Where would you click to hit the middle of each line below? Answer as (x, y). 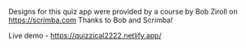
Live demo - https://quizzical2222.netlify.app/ (85, 36)
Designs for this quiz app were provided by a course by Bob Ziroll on (123, 12)
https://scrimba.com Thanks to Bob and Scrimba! (91, 20)
